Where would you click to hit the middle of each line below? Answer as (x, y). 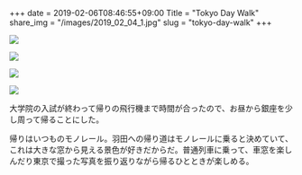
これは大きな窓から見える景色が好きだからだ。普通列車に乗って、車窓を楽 (147, 150)
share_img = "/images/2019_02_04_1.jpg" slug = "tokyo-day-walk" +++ (141, 22)
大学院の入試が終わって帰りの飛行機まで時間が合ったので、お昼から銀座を (147, 108)
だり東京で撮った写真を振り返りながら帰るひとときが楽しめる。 (135, 161)
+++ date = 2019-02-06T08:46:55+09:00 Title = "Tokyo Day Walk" (134, 13)
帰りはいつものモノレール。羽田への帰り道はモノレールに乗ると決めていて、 (151, 139)
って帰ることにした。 (64, 119)
